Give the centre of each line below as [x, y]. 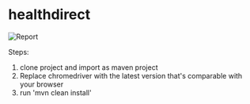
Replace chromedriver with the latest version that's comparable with [131, 75]
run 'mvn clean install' [56, 92]
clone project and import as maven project [89, 67]
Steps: [19, 52]
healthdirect [49, 15]
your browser [42, 84]
